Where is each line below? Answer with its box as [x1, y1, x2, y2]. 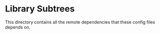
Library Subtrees [5, 3, 75, 14]
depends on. [5, 24, 31, 30]
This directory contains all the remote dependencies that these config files [5, 19, 156, 25]
